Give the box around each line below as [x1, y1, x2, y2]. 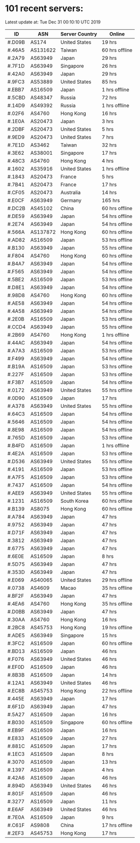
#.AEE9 [7, 490, 25, 496]
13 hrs [101, 758, 117, 765]
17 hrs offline [101, 822, 133, 828]
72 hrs [101, 94, 117, 101]
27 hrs [101, 734, 117, 741]
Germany [60, 197, 82, 203]
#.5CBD [7, 94, 26, 101]
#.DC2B [7, 205, 26, 212]
